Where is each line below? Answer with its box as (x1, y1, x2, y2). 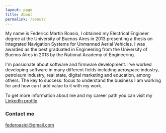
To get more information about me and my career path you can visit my (5, 92, 152, 98)
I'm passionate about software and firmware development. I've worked (5, 61, 152, 68)
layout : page (5, 7, 33, 13)
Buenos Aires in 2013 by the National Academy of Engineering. (5, 52, 135, 58)
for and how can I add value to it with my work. (5, 83, 103, 89)
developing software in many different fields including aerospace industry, (5, 67, 159, 73)
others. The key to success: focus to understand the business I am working (5, 77, 161, 83)
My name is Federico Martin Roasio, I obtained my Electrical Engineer (5, 31, 149, 37)
